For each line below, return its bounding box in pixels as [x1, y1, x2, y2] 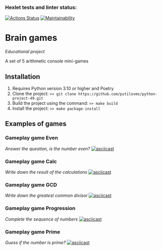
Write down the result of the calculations [5, 169, 87, 175]
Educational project [5, 49, 45, 55]
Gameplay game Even [5, 134, 58, 141]
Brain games [5, 32, 57, 43]
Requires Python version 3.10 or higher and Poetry [12, 86, 114, 92]
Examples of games [5, 120, 67, 128]
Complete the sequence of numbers [5, 216, 78, 222]
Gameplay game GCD [5, 181, 57, 188]
